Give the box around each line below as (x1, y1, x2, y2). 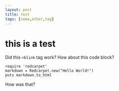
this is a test (5, 38, 56, 49)
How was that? (5, 82, 36, 88)
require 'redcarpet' (5, 64, 48, 69)
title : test (5, 12, 30, 17)
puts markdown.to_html (5, 73, 52, 78)
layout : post (5, 7, 32, 12)
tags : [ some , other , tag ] (5, 16, 54, 21)
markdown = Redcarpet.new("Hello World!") (5, 68, 94, 74)
